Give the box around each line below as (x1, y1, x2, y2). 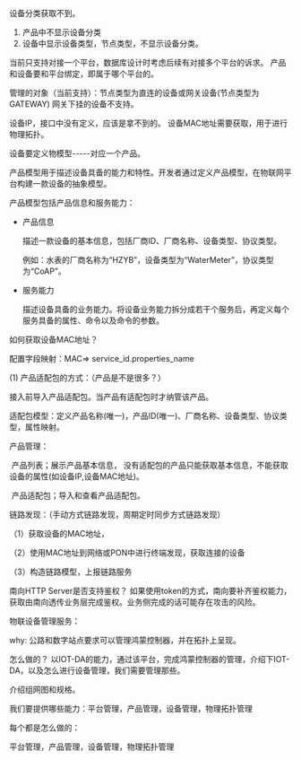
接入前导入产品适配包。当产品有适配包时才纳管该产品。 (9, 391, 213, 402)
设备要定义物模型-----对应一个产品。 (9, 148, 146, 159)
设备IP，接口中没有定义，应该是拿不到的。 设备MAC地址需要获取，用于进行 (9, 118, 288, 128)
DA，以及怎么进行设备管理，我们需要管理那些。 (9, 665, 185, 676)
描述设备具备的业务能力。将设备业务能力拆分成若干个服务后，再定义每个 (21, 304, 289, 314)
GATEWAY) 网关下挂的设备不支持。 (9, 99, 139, 109)
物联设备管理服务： (9, 616, 81, 626)
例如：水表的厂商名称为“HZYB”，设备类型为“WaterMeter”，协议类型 (21, 255, 275, 265)
